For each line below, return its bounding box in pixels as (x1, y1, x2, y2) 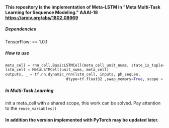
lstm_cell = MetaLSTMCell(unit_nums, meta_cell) (5, 67, 109, 72)
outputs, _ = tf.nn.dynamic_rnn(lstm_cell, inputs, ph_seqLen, (5, 72, 141, 77)
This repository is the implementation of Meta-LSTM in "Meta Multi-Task (5, 4, 161, 10)
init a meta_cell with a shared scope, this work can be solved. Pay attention (5, 100, 161, 106)
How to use (5, 50, 29, 56)
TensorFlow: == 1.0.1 (5, 38, 48, 44)
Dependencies (5, 26, 37, 32)
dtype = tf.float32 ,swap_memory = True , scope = (66, 76, 163, 82)
